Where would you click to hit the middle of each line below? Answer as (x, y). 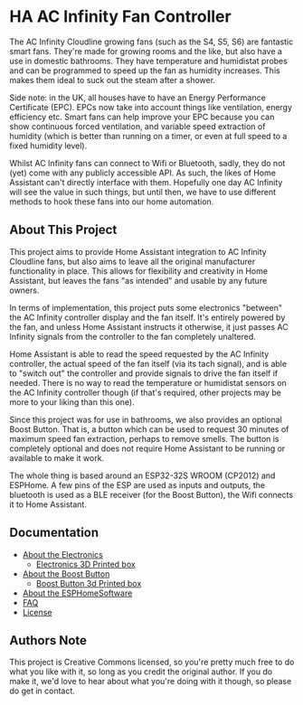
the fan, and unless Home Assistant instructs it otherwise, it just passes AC (149, 326)
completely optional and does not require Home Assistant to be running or (147, 448)
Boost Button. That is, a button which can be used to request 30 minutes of (149, 429)
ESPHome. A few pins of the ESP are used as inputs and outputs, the (137, 484)
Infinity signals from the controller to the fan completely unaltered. (133, 336)
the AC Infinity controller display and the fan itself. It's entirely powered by (147, 317)
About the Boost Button (66, 573)
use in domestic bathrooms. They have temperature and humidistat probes (148, 61)
